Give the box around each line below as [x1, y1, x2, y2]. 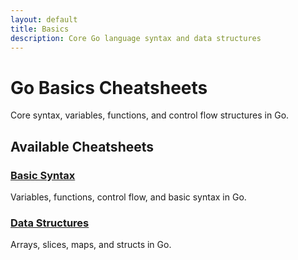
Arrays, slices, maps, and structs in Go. [10, 239, 172, 251]
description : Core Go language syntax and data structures [10, 33, 262, 43]
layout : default [10, 14, 78, 25]
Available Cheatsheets [10, 138, 155, 155]
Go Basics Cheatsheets [10, 76, 208, 99]
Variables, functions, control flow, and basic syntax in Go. [10, 191, 247, 203]
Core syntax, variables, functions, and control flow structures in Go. [10, 109, 290, 121]
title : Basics [10, 24, 70, 34]
